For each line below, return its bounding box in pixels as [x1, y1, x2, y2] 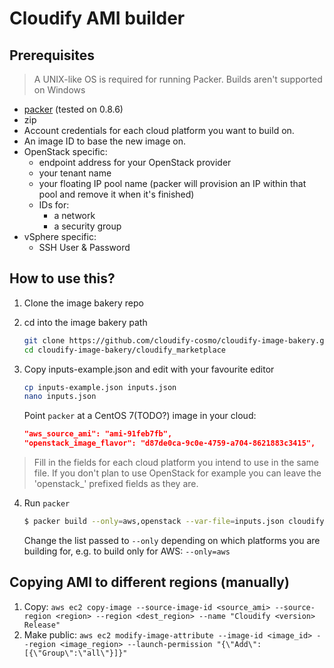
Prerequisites [9, 47, 95, 64]
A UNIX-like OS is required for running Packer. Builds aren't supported [33, 73, 323, 85]
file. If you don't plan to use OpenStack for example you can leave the [33, 467, 322, 479]
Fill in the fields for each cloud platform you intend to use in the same [33, 457, 320, 469]
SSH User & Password [38, 242, 131, 253]
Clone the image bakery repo [23, 297, 144, 309]
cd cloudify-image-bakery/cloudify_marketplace [23, 345, 226, 355]
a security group [53, 220, 122, 232]
